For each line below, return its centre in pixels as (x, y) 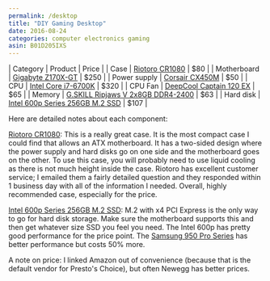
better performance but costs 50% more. (77, 245)
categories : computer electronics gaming (79, 38)
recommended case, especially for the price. (83, 195)
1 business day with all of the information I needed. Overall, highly (118, 186)
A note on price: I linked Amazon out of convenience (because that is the (130, 260)
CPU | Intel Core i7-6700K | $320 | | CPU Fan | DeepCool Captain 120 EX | (132, 86)
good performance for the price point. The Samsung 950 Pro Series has (128, 236)
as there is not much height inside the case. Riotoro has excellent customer (133, 169)
